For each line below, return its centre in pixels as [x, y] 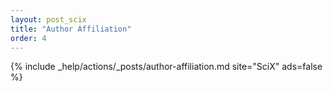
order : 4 [28, 38]
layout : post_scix [48, 19]
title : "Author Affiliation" [71, 29]
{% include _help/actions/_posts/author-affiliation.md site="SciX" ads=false [166, 67]
